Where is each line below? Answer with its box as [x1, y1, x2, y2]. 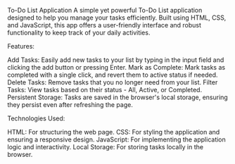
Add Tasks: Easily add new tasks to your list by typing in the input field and [7, 56, 224, 64]
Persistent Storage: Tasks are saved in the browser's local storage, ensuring [7, 93, 229, 101]
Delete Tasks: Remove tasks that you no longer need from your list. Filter [7, 78, 218, 87]
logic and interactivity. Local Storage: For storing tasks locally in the [7, 143, 204, 151]
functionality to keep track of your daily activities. [7, 28, 151, 37]
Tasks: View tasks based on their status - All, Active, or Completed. [7, 86, 203, 94]
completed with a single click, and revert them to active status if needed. [7, 70, 218, 79]
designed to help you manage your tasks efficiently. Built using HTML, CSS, [7, 13, 227, 22]
